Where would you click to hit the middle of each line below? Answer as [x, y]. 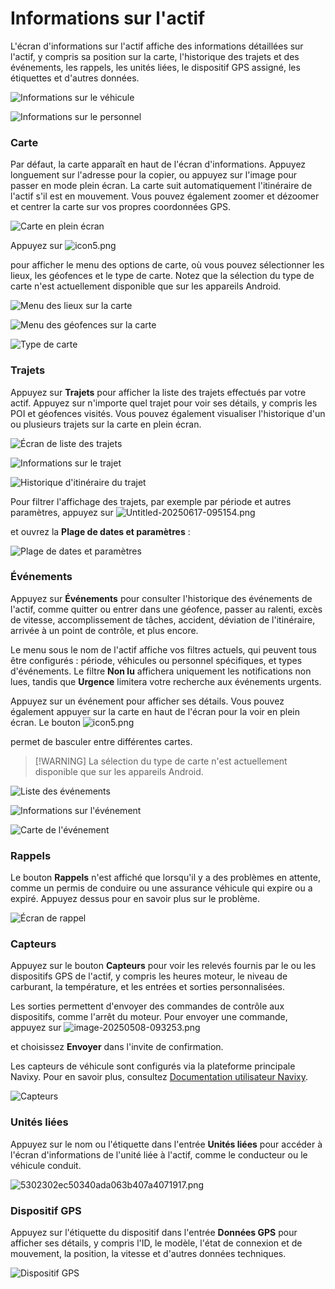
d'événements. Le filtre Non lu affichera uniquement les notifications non [161, 671]
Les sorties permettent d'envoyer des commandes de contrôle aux [147, 1006]
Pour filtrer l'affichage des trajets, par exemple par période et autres [151, 501]
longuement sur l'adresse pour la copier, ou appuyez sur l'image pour [154, 175]
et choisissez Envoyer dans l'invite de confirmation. [117, 1047]
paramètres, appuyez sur [62, 512]
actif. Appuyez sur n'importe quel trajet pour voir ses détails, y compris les [164, 403]
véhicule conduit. [46, 1165]
